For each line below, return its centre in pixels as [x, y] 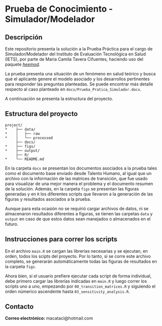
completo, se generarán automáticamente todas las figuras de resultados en [81, 261]
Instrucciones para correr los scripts [61, 239]
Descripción [24, 37]
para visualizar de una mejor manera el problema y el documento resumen [79, 184]
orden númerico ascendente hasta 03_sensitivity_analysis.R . [67, 291]
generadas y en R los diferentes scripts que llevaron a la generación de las [79, 194]
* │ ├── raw [22, 134]
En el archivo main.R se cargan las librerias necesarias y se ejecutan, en [77, 251]
